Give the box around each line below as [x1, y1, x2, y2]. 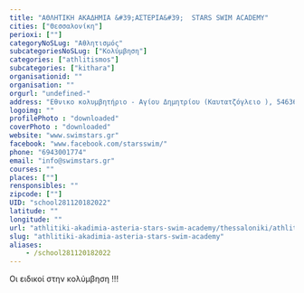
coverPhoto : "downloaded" [9, 123, 111, 132]
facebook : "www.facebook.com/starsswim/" [9, 139, 168, 148]
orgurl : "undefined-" [9, 89, 91, 98]
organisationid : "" [9, 72, 83, 81]
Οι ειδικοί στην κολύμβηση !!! [9, 273, 119, 285]
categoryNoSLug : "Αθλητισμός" [9, 38, 124, 48]
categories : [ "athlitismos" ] [9, 55, 119, 64]
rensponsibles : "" [9, 182, 79, 191]
